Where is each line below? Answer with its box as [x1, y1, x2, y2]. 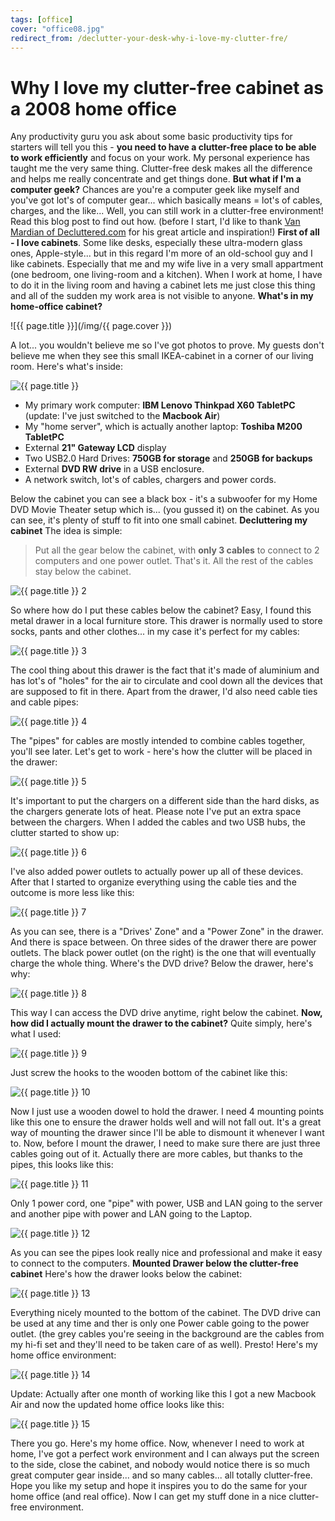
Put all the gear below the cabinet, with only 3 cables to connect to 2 [34, 544, 320, 556]
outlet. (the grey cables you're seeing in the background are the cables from [10, 1328, 325, 1340]
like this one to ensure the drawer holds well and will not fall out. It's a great [10, 1116, 322, 1128]
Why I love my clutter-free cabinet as [10, 76, 325, 99]
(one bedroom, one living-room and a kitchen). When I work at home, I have [10, 269, 323, 281]
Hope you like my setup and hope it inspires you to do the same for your [10, 1480, 308, 1492]
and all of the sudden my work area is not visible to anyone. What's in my [10, 290, 314, 302]
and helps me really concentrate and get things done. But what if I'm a [10, 173, 302, 185]
